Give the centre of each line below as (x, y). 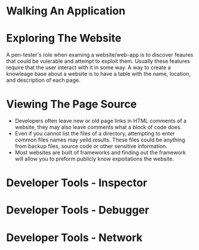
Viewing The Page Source (72, 104)
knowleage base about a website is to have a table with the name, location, (99, 74)
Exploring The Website (64, 38)
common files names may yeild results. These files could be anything (100, 140)
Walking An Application (66, 11)
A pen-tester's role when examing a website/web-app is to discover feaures (100, 55)
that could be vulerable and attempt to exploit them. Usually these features (98, 61)
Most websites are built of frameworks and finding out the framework (100, 153)
